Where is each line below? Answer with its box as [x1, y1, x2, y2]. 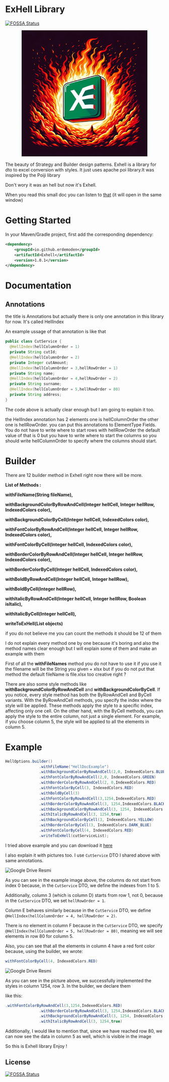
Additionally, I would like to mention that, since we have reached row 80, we [5, 1028, 162, 1034]
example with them [5, 650, 45, 656]
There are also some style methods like [5, 681, 87, 687]
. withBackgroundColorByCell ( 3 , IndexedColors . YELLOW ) [39, 817, 154, 822]
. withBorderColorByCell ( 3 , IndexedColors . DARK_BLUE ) [39, 823, 152, 828]
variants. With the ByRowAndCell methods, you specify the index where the [5, 697, 162, 703]
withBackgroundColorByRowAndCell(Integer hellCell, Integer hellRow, [5, 501, 155, 507]
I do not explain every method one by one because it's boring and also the [5, 640, 159, 646]
